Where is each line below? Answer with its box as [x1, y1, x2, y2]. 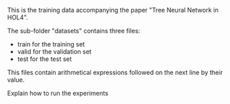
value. [7, 76, 25, 84]
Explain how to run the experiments [7, 89, 109, 97]
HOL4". [7, 13, 28, 21]
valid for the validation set [17, 48, 92, 55]
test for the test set [17, 55, 72, 63]
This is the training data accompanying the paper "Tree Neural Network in [7, 6, 219, 14]
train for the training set [17, 40, 85, 48]
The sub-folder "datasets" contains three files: [7, 27, 140, 35]
